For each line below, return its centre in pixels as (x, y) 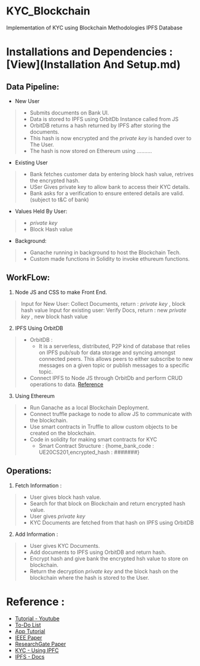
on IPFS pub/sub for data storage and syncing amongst (107, 352)
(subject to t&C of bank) (59, 200)
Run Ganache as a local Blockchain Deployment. (90, 407)
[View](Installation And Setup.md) (93, 65)
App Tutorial (30, 631)
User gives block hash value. (66, 497)
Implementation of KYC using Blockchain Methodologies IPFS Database (94, 28)
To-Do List (28, 625)
